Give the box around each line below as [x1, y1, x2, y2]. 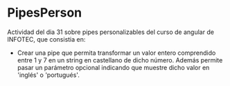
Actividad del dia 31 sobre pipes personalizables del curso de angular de [7, 28, 215, 36]
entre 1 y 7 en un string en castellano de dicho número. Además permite [17, 55, 223, 64]
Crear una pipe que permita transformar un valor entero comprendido [17, 49, 216, 57]
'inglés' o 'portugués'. [17, 71, 80, 79]
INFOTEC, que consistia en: [7, 35, 86, 43]
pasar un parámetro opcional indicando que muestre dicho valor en [17, 63, 210, 71]
